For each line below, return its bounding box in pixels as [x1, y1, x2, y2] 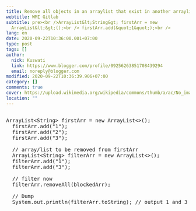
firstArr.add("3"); [12, 135, 68, 141]
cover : [6, 90, 22, 96]
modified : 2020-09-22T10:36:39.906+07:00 [6, 73, 108, 79]
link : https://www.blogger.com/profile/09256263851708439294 [11, 62, 163, 69]
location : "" [6, 95, 38, 101]
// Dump [12, 193, 34, 199]
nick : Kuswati [11, 57, 45, 63]
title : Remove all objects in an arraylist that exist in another [6, 8, 171, 15]
